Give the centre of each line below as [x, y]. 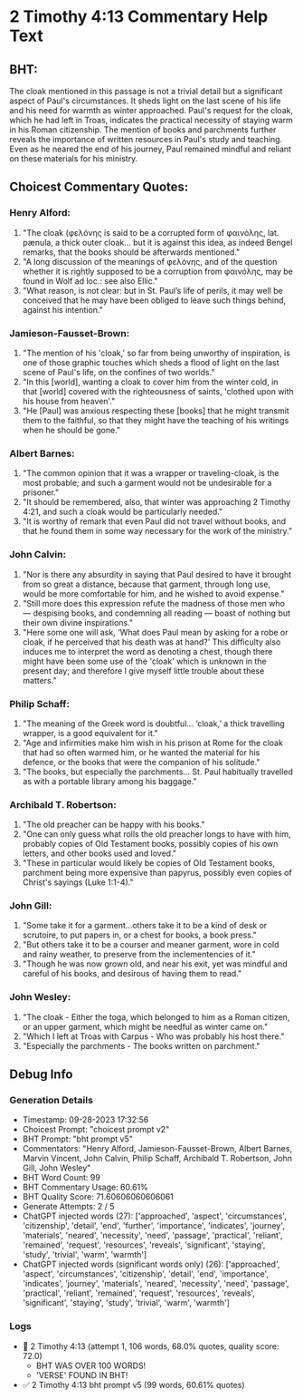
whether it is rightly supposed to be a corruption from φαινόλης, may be [158, 271]
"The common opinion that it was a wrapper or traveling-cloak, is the [151, 473]
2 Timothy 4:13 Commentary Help [139, 17]
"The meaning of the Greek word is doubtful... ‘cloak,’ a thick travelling [153, 724]
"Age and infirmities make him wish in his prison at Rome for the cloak [152, 743]
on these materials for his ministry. [74, 159]
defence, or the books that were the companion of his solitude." [141, 762]
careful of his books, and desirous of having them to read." [132, 974]
